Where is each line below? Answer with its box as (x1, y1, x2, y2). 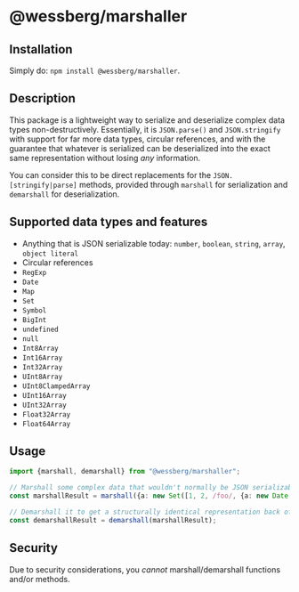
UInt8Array (21, 372, 63, 381)
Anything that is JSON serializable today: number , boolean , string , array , (21, 238, 287, 248)
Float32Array (21, 410, 71, 419)
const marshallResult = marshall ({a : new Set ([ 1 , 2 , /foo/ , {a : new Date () (9, 491, 296, 500)
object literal (21, 249, 79, 258)
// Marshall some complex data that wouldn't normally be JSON (9, 483, 249, 492)
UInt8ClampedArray (21, 381, 91, 391)
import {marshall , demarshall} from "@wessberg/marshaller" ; (9, 467, 241, 476)
